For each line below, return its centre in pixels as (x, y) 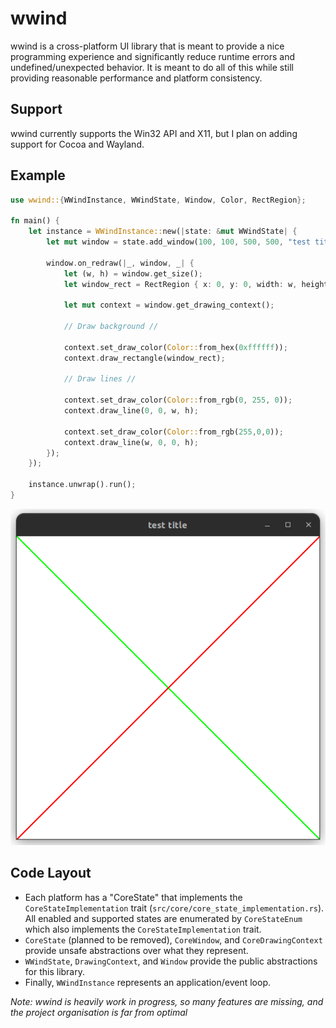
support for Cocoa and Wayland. (77, 144)
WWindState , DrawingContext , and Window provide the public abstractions (171, 961)
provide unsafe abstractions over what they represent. (136, 950)
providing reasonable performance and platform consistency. (136, 78)
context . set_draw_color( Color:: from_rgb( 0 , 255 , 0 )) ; (178, 400)
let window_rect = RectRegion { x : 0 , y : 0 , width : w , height (196, 284)
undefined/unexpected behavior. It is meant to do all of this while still (152, 67)
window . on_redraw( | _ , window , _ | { (120, 263)
